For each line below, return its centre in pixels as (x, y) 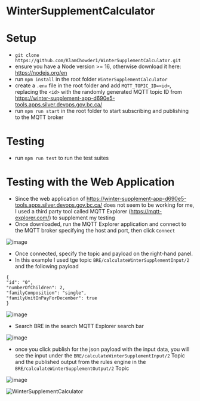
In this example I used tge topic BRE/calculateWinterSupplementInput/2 (102, 260)
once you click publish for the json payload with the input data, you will (102, 349)
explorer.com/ (32, 218)
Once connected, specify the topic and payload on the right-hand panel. (104, 253)
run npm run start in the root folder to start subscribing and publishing (102, 111)
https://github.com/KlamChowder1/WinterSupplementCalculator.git (98, 61)
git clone (27, 56)
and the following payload (47, 266)
